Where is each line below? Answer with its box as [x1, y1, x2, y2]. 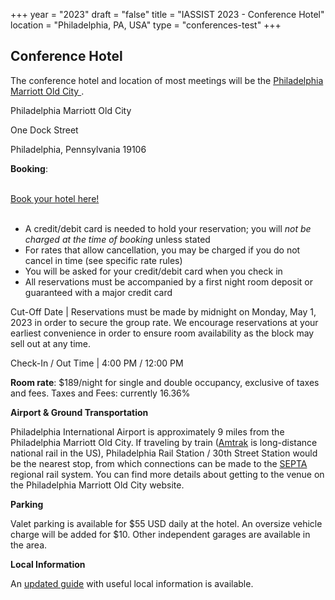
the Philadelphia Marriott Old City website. [10, 479, 185, 491]
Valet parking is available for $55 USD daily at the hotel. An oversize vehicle [10, 517, 323, 529]
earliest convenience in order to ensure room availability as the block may [10, 327, 315, 339]
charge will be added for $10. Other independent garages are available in [10, 528, 311, 540]
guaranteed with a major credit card [24, 286, 173, 298]
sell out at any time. [10, 337, 92, 349]
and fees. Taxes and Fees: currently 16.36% [10, 387, 191, 399]
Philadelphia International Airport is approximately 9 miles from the [10, 425, 285, 438]
